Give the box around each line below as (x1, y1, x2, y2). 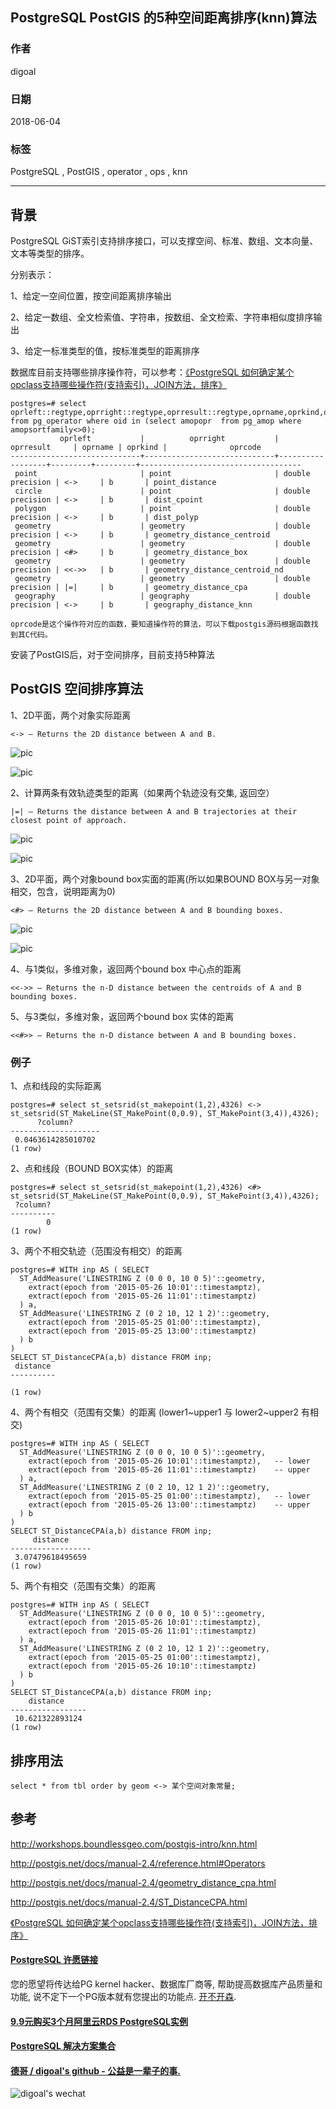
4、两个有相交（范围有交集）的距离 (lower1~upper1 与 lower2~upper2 (10, 1406, 300, 1418)
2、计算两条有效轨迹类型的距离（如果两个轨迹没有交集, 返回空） (10, 786, 275, 798)
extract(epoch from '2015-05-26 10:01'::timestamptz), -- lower (28, 1456, 311, 1467)
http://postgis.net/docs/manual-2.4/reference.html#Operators (10, 1857, 266, 1869)
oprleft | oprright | (59, 434, 280, 444)
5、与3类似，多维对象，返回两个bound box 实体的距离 (10, 1010, 235, 1022)
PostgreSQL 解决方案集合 (10, 2040, 117, 2052)
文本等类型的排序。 (10, 248, 90, 260)
